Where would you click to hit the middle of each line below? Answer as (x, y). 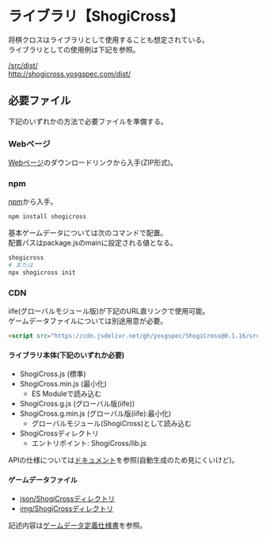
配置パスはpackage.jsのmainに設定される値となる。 (93, 243)
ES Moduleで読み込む (66, 394)
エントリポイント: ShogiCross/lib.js (89, 444)
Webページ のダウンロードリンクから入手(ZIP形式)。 (93, 162)
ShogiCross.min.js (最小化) (63, 384)
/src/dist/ (23, 65)
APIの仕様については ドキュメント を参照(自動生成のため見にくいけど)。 (123, 460)
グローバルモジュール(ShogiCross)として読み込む (112, 424)
